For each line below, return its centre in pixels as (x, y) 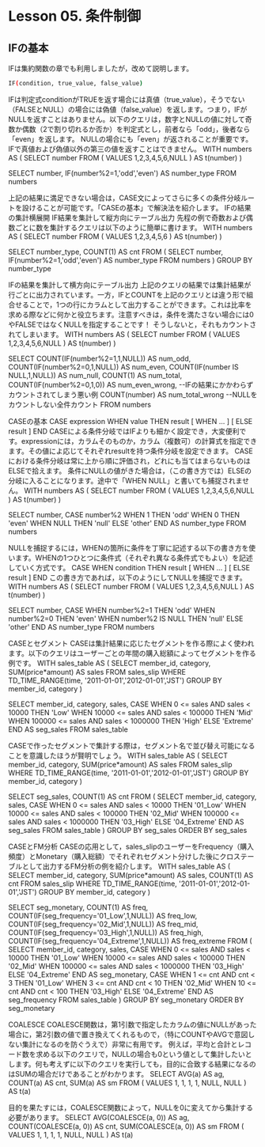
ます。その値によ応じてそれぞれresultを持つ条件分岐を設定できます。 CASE (131, 451)
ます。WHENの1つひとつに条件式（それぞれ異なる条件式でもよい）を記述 (134, 558)
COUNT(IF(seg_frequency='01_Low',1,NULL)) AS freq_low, (103, 915)
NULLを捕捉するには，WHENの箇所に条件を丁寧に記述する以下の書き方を (129, 547)
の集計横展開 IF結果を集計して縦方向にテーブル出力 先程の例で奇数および (127, 218)
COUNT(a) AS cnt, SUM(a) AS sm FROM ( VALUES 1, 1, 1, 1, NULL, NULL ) (127, 1083)
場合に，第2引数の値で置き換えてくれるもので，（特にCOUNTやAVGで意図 (128, 1034)
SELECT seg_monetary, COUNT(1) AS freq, (78, 907)
